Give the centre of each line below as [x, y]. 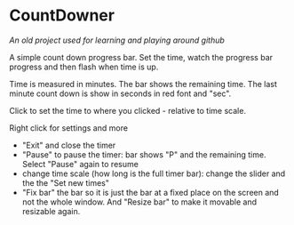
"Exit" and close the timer [69, 145]
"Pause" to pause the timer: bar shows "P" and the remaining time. [144, 154]
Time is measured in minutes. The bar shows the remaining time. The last [143, 84]
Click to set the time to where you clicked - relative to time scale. [128, 110]
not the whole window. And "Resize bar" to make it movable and [139, 202]
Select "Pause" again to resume [80, 164]
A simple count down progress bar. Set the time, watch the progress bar [141, 57]
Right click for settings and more [69, 128]
